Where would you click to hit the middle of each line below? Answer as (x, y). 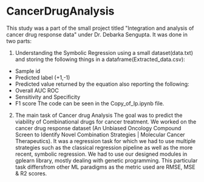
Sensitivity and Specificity (48, 97)
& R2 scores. (31, 173)
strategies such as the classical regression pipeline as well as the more (104, 147)
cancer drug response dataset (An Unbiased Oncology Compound (98, 128)
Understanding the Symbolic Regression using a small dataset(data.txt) (104, 52)
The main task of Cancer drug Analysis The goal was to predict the (99, 115)
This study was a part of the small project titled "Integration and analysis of (100, 28)
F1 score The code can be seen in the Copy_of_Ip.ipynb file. (90, 103)
